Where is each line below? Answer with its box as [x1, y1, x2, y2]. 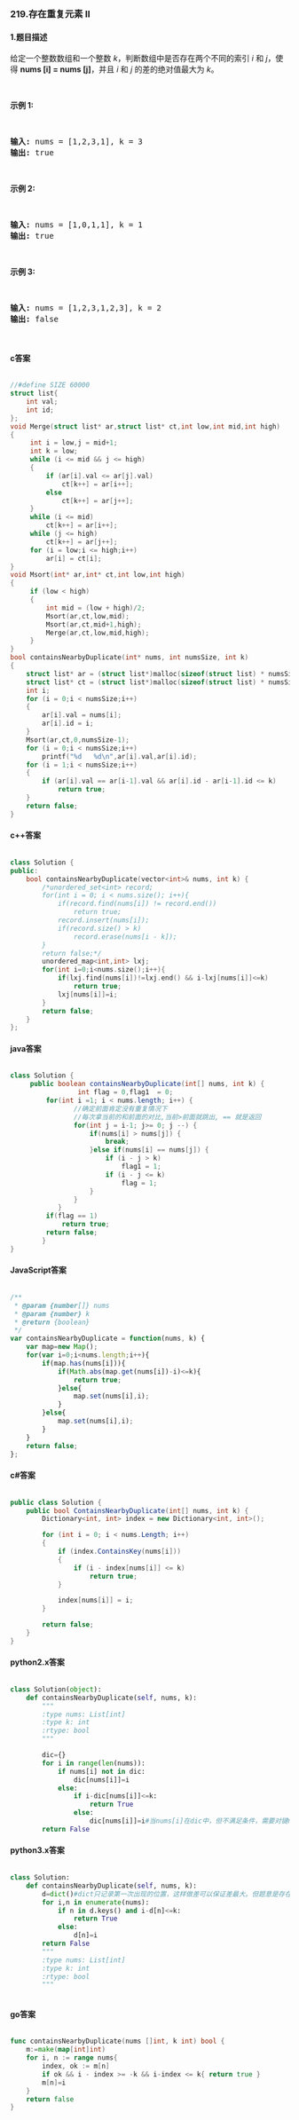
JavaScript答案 [10, 1265, 67, 1275]
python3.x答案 [10, 1845, 65, 1856]
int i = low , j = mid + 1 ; [29, 438, 118, 447]
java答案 [10, 1043, 43, 1053]
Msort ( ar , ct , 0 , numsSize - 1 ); [26, 735, 130, 745]
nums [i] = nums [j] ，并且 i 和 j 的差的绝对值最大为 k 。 [20, 64, 219, 75]
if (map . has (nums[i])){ [42, 1359, 126, 1367]
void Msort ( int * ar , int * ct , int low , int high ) [10, 571, 185, 579]
